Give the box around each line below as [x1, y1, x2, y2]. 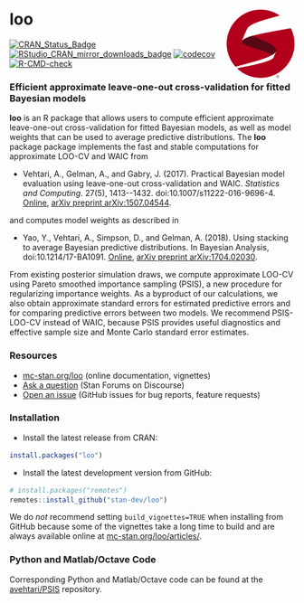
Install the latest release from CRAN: [22, 432, 158, 443]
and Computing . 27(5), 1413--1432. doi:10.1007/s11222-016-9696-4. [22, 188, 276, 199]
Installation [9, 411, 61, 424]
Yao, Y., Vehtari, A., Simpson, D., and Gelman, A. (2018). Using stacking [22, 232, 289, 243]
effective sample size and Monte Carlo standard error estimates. [9, 326, 250, 338]
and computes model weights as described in [9, 215, 179, 226]
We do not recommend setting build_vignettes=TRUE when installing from [9, 512, 283, 523]
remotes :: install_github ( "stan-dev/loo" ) [9, 495, 168, 504]
